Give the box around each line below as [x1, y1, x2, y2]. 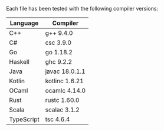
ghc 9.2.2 [45, 58, 73, 65]
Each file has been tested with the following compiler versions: [6, 5, 158, 12]
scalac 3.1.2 [45, 106, 80, 114]
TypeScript [9, 115, 40, 123]
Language [9, 19, 39, 27]
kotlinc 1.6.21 [45, 77, 84, 85]
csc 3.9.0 [45, 38, 72, 47]
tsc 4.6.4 [45, 115, 70, 123]
